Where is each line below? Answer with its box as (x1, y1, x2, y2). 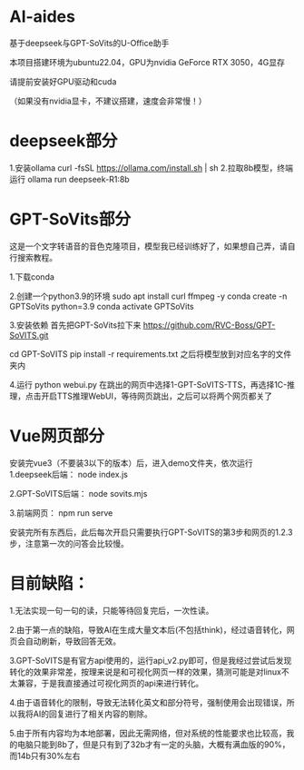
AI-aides (9, 6, 75, 27)
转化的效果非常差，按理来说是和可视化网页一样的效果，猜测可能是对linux (9, 666, 281, 677)
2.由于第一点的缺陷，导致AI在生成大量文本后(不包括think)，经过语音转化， (9, 624, 288, 635)
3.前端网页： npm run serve (9, 507, 113, 518)
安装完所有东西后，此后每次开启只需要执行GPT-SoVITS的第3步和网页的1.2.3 (9, 527, 293, 538)
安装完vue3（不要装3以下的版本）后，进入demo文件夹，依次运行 (9, 457, 253, 469)
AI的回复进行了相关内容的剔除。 (33, 708, 152, 719)
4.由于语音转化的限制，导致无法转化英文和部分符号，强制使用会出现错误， (9, 696, 288, 707)
